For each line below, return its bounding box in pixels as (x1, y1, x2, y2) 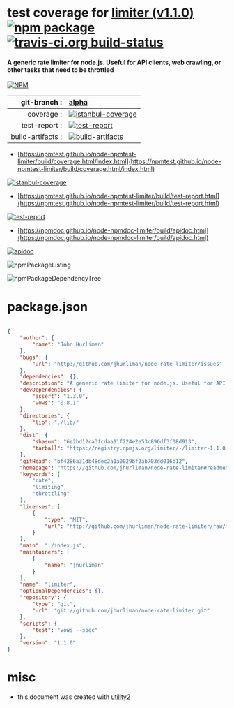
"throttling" (32, 490, 70, 497)
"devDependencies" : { (19, 386, 82, 394)
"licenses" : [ (19, 503, 61, 510)
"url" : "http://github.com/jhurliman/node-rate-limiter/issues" (32, 360, 223, 367)
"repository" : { (19, 594, 68, 601)
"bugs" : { (19, 354, 49, 361)
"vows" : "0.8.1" (32, 399, 79, 406)
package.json (7, 299, 88, 315)
